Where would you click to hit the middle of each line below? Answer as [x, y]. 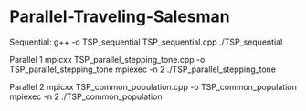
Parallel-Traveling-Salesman [120, 17]
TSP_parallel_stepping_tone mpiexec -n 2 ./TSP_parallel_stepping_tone [143, 69]
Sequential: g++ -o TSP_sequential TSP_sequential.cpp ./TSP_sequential [146, 42]
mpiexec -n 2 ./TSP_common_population [86, 96]
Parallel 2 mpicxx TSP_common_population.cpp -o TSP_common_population [153, 86]
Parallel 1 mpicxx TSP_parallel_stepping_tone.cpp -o [107, 59]
